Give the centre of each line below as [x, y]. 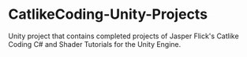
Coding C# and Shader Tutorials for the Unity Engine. [95, 44]
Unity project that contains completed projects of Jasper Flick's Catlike [123, 36]
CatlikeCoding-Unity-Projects [108, 14]
